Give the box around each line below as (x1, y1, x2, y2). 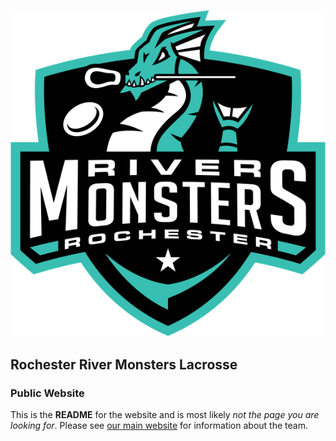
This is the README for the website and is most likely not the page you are (10, 409, 320, 421)
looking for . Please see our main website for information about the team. (10, 420, 308, 432)
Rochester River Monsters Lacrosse (10, 356, 238, 373)
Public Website (10, 386, 85, 400)
